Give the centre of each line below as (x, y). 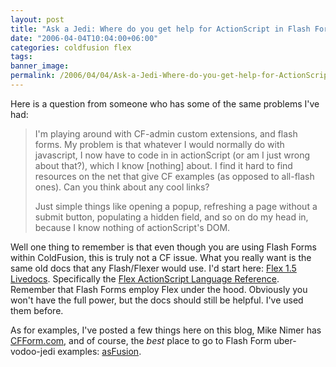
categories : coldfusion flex (71, 47)
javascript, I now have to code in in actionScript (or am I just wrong (172, 155)
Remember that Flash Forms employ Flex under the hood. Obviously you (159, 289)
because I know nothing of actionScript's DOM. (132, 227)
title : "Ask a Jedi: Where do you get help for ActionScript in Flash (160, 29)
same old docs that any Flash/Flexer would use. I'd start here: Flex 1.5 (153, 268)
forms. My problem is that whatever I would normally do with (159, 144)
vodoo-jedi (33, 351)
